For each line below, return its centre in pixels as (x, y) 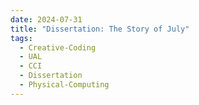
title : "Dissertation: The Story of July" (100, 29)
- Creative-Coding (58, 47)
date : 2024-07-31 (46, 19)
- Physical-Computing (64, 85)
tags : (21, 38)
